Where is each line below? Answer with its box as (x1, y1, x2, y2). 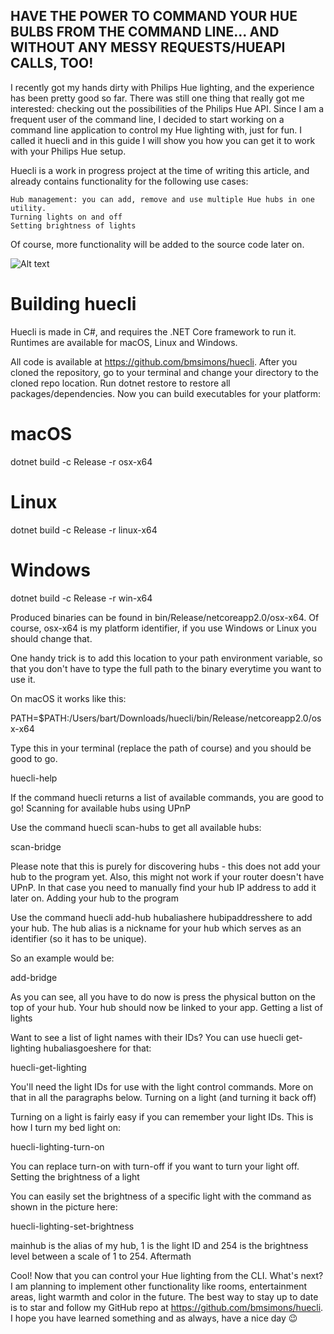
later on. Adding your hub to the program (10, 892, 179, 904)
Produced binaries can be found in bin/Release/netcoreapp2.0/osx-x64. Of (10, 611, 320, 623)
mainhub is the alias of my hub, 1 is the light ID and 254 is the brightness (10, 1239, 309, 1251)
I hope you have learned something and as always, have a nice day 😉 (10, 1312, 298, 1324)
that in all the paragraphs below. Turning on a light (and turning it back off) (10, 1091, 317, 1103)
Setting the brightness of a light (10, 1170, 140, 1183)
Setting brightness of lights (10, 220, 137, 231)
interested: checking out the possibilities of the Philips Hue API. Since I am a (10, 102, 325, 114)
